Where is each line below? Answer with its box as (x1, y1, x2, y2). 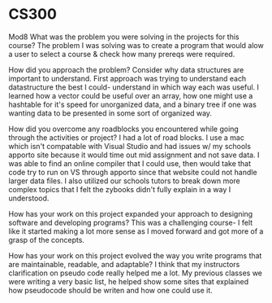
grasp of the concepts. (8, 235, 85, 244)
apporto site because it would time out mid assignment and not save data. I (8, 150, 260, 160)
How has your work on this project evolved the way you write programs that (8, 250, 262, 261)
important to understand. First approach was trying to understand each (8, 73, 247, 83)
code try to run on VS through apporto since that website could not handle (8, 167, 257, 177)
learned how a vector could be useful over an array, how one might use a (8, 90, 253, 100)
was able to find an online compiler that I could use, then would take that (8, 158, 252, 168)
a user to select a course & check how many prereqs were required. (8, 49, 235, 59)
